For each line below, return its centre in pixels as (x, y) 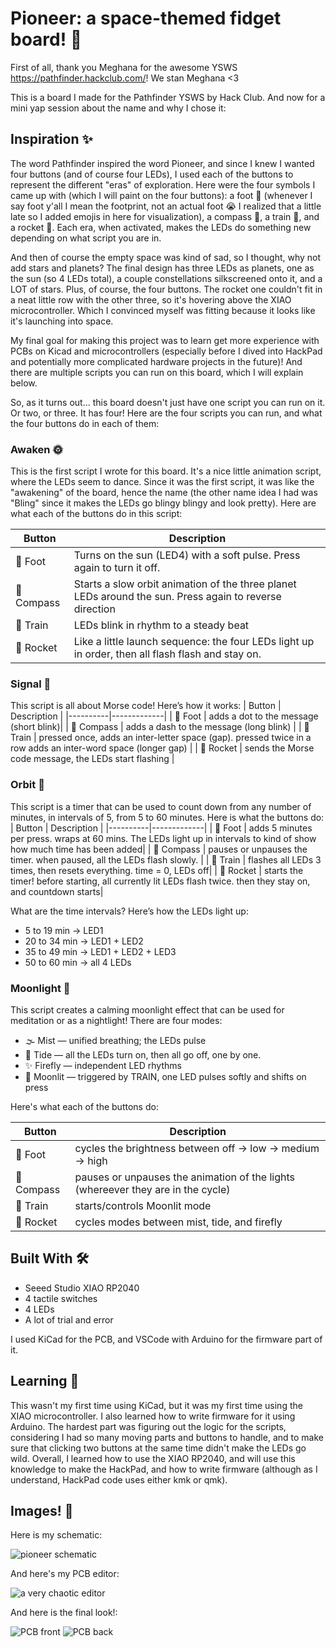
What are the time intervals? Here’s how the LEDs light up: (129, 911)
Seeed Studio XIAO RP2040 (82, 1288)
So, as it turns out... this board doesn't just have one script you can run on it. (168, 402)
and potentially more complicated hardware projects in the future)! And (156, 361)
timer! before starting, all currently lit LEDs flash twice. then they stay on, (160, 881)
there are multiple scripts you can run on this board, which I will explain (157, 372)
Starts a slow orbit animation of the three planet (185, 584)
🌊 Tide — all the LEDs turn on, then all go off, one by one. (143, 1054)
